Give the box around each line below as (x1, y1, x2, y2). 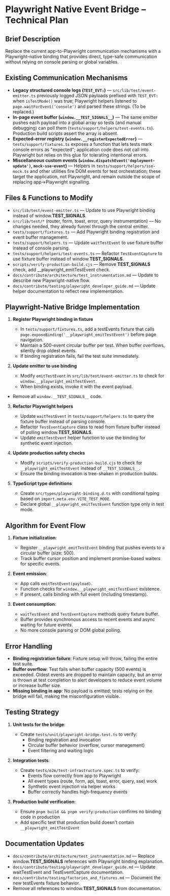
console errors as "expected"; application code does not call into (12, 146, 149, 152)
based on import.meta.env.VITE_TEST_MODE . (20, 496, 111, 502)
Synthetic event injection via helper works (27, 783, 116, 789)
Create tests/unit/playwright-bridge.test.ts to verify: (20, 731, 138, 737)
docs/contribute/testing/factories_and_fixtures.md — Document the (12, 874, 161, 880)
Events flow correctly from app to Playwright (27, 773, 121, 779)
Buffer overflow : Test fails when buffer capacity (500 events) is (12, 666, 146, 672)
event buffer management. (12, 234, 69, 240)
